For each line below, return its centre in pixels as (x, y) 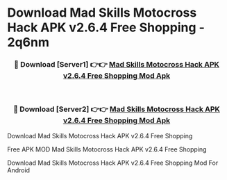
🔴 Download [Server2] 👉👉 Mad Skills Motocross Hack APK (117, 109)
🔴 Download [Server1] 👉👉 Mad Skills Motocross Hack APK (117, 65)
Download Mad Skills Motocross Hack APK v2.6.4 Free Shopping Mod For (113, 163)
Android (18, 170)
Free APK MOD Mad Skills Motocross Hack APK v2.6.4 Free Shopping (107, 149)
